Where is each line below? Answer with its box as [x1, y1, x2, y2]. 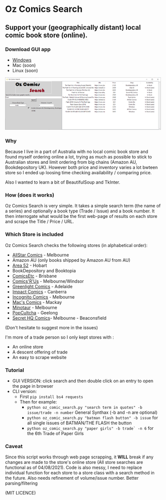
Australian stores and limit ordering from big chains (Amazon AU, [5, 159, 137, 165]
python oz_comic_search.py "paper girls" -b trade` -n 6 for [27, 425, 154, 431]
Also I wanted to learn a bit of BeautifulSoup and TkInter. [5, 179, 121, 185]
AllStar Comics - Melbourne [12, 251, 69, 258]
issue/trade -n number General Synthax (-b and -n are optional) [27, 409, 158, 415]
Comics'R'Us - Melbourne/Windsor [12, 278, 84, 284]
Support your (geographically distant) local [5, 23, 141, 32]
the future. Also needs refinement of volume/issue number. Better [5, 475, 139, 481]
